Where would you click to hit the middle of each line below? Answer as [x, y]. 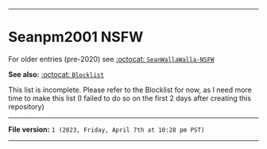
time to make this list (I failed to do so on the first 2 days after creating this [130, 98]
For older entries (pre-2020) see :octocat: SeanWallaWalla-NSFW [111, 59]
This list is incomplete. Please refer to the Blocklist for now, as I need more [130, 90]
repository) [27, 106]
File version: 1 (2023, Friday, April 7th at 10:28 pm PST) [106, 129]
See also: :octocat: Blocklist [56, 74]
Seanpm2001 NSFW [76, 37]
